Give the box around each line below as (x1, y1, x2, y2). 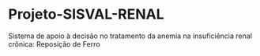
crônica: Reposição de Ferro (8, 39, 100, 48)
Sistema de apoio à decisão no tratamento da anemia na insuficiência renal (8, 31, 253, 40)
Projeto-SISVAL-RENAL (8, 5, 164, 23)
